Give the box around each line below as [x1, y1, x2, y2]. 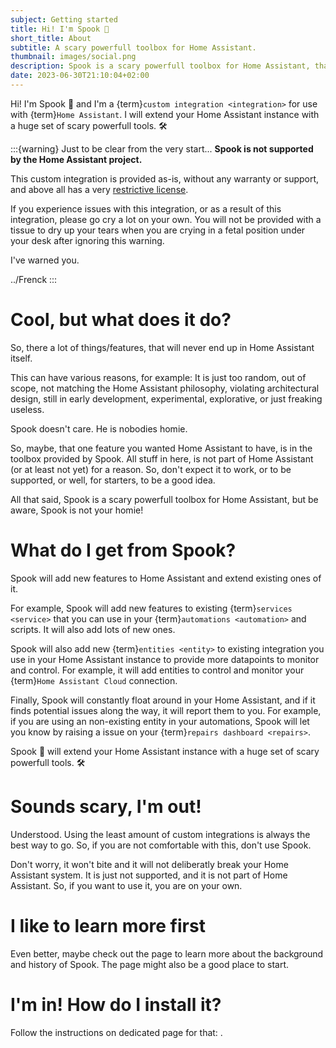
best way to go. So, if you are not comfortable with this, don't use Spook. [10, 839, 312, 851]
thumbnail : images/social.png [10, 52, 137, 62]
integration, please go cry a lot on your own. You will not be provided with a [10, 213, 322, 225]
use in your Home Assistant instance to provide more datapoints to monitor [10, 653, 320, 665]
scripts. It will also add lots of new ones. [10, 623, 176, 635]
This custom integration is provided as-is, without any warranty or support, [10, 172, 320, 185]
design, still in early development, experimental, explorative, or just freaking [10, 392, 323, 405]
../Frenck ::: [10, 273, 58, 285]
